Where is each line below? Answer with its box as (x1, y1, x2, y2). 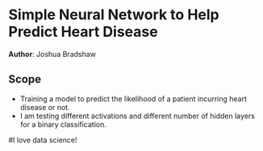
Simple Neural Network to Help (8, 6, 219, 24)
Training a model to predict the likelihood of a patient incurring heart (19, 94, 248, 104)
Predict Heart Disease (8, 22, 159, 41)
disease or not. (19, 102, 70, 112)
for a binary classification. (19, 119, 107, 129)
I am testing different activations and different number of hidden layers (19, 111, 256, 120)
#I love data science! (8, 135, 78, 145)
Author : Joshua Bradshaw (8, 49, 97, 59)
